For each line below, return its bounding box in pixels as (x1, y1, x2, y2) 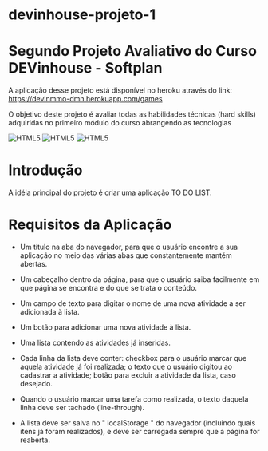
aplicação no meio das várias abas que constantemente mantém (19, 251, 233, 260)
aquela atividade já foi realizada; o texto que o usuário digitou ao (19, 362, 233, 371)
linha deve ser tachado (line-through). (19, 403, 145, 412)
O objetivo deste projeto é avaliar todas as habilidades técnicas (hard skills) (8, 109, 257, 119)
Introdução (8, 161, 83, 180)
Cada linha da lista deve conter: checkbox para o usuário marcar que (19, 354, 247, 362)
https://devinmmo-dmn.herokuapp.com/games (8, 94, 163, 104)
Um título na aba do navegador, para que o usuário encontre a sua (19, 242, 238, 251)
